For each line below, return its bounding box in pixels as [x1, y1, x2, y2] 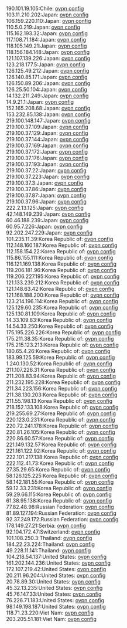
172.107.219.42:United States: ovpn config [6, 566, 107, 572]
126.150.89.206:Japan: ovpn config [6, 80, 91, 87]
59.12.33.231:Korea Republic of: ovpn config [6, 485, 112, 491]
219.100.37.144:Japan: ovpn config [6, 136, 89, 142]
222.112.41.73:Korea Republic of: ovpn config [6, 460, 114, 467]
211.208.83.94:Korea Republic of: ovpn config [6, 372, 116, 379]
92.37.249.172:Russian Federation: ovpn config [6, 516, 119, 522]
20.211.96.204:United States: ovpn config [6, 572, 106, 579]
